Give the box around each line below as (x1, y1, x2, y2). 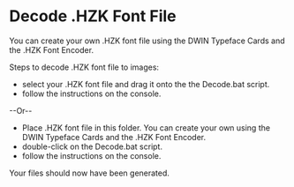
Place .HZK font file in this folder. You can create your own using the (21, 122, 271, 133)
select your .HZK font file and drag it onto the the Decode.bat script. (21, 79, 270, 89)
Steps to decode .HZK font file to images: (9, 62, 160, 72)
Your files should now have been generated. (9, 168, 170, 178)
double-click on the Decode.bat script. (21, 141, 163, 152)
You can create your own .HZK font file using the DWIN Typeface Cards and (9, 35, 285, 46)
